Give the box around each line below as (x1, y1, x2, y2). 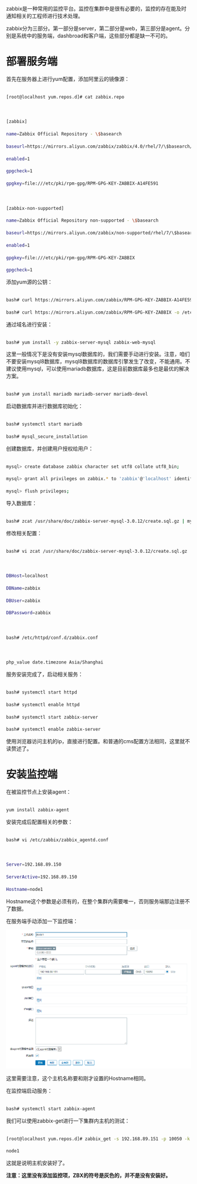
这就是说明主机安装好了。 (6, 1159, 68, 1166)
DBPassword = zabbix (6, 610, 51, 616)
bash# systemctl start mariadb (6, 421, 83, 427)
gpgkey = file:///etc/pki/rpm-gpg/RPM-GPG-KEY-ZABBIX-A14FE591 (6, 181, 159, 186)
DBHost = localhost (6, 573, 49, 579)
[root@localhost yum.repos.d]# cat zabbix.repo (6, 94, 125, 100)
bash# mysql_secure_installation (6, 433, 88, 440)
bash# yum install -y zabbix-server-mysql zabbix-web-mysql (6, 339, 157, 345)
